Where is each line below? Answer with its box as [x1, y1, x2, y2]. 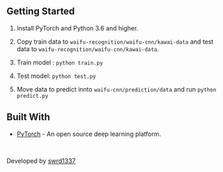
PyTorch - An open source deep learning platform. [16, 130, 162, 138]
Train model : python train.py [16, 58, 103, 67]
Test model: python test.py [16, 71, 96, 80]
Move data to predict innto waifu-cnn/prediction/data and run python [16, 85, 217, 93]
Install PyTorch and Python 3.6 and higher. [16, 24, 139, 32]
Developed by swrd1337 [6, 156, 76, 165]
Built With [6, 111, 50, 123]
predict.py [16, 92, 49, 99]
